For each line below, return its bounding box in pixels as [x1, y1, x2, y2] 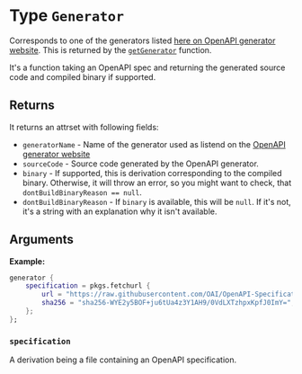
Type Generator [9, 5, 124, 26]
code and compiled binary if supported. [9, 71, 156, 82]
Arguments [9, 232, 75, 247]
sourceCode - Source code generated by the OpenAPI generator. [22, 158, 259, 169]
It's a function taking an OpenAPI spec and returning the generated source [9, 62, 286, 73]
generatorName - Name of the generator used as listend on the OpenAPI [22, 138, 286, 149]
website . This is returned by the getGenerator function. [9, 44, 212, 55]
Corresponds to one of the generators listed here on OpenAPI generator [9, 35, 276, 46]
